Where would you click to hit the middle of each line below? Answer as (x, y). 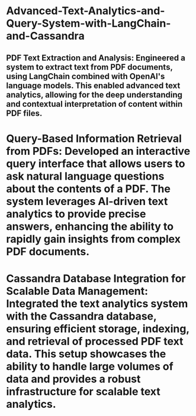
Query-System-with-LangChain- (89, 23)
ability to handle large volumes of (90, 366)
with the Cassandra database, (81, 316)
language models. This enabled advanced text (93, 85)
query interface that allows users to (96, 163)
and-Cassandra (45, 36)
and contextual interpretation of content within (94, 104)
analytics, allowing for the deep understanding (94, 95)
